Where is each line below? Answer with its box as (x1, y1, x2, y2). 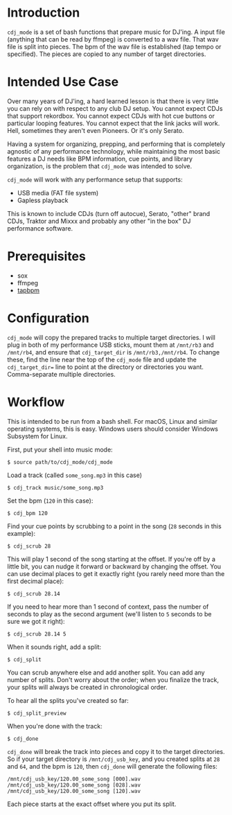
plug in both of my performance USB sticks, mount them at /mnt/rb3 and (7, 341, 215, 349)
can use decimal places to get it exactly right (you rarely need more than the (7, 569, 225, 577)
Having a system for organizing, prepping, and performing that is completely (7, 140, 226, 148)
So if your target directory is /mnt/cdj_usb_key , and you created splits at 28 (7, 755, 220, 763)
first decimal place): (7, 577, 64, 585)
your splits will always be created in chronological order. (7, 683, 168, 691)
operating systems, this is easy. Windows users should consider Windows (7, 424, 218, 433)
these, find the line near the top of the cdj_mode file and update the (7, 355, 197, 364)
